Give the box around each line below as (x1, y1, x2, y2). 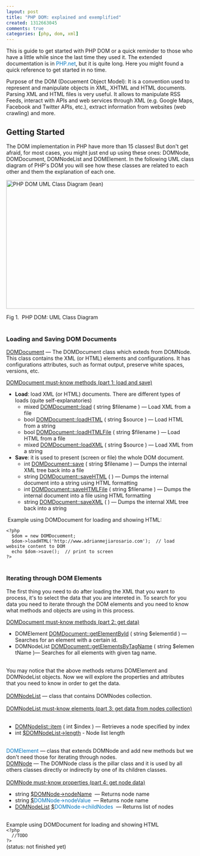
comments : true (6, 25, 44, 32)
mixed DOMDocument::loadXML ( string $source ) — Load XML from (23, 441, 193, 448)
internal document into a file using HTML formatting (23, 492, 151, 499)
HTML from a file (23, 435, 66, 442)
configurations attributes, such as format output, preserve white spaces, (6, 361, 184, 368)
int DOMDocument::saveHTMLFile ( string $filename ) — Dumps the (23, 486, 191, 493)
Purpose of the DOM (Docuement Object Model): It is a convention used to (6, 78, 190, 85)
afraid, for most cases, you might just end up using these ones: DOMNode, (6, 149, 190, 156)
